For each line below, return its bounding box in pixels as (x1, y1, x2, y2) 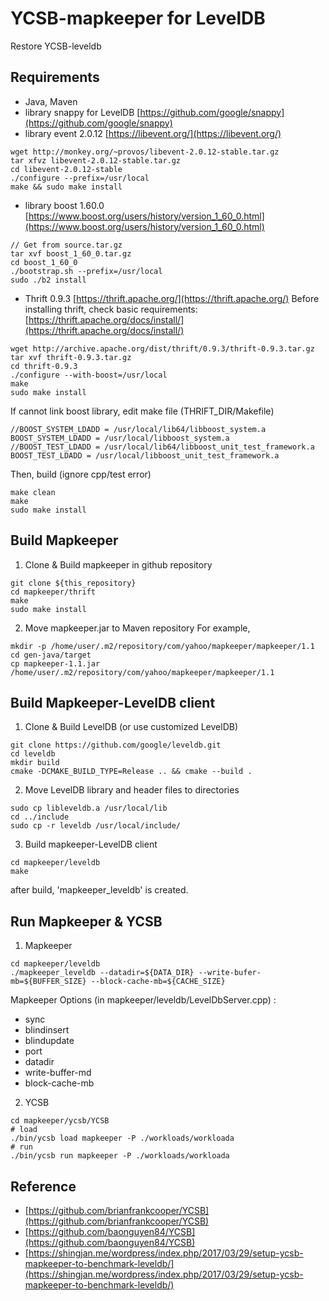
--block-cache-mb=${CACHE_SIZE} (90, 977, 226, 987)
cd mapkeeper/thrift (10, 587, 97, 597)
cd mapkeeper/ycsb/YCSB (10, 1116, 110, 1126)
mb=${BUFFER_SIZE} (10, 977, 87, 987)
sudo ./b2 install (10, 275, 87, 285)
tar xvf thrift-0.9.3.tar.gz (10, 352, 132, 362)
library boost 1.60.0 (24, 199, 105, 211)
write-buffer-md (24, 1067, 92, 1079)
